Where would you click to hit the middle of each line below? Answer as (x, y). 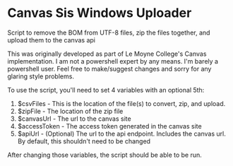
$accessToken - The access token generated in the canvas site (110, 126)
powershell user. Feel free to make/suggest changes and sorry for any (109, 69)
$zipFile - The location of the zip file (70, 111)
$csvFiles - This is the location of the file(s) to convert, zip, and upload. (121, 103)
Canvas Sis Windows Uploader (100, 13)
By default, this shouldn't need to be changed (84, 141)
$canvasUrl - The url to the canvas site (74, 119)
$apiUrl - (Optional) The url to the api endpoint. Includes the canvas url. (121, 134)
